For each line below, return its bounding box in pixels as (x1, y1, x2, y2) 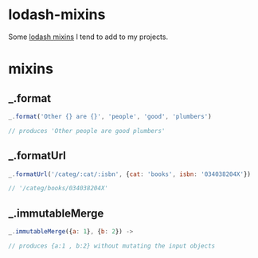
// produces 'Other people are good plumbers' (8, 127, 166, 135)
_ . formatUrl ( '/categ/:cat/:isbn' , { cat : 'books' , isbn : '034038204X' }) (8, 170, 251, 178)
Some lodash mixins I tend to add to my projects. (8, 32, 169, 41)
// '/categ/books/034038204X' (8, 185, 109, 193)
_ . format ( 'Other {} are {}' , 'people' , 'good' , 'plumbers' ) (8, 112, 213, 120)
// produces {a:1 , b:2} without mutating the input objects (8, 241, 216, 250)
